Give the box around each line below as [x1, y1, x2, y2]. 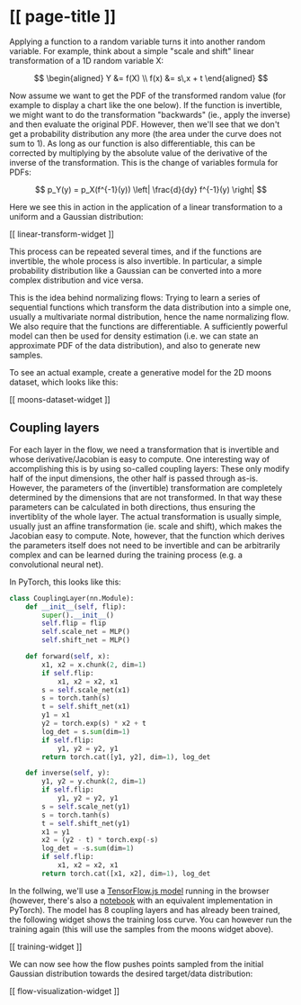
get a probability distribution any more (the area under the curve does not [9, 128, 282, 139]
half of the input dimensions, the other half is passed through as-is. [9, 473, 259, 484]
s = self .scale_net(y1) [41, 801, 130, 811]
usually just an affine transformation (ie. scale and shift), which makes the [9, 521, 283, 531]
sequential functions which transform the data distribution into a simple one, [9, 302, 292, 312]
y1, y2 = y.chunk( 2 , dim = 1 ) [41, 777, 146, 786]
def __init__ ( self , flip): [25, 602, 127, 611]
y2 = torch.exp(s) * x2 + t [41, 719, 146, 728]
